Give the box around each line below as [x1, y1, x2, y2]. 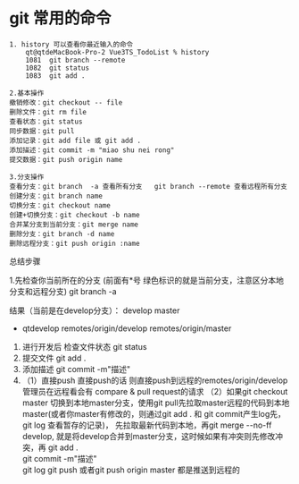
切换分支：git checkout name [9, 200, 112, 210]
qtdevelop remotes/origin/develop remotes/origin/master [21, 323, 232, 334]
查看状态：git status [9, 117, 83, 126]
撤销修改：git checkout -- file [9, 98, 123, 107]
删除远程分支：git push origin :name [9, 239, 140, 248]
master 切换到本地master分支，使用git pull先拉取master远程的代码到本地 [21, 397, 290, 408]
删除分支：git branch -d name [9, 229, 115, 238]
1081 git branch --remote [25, 55, 126, 64]
